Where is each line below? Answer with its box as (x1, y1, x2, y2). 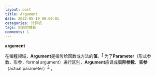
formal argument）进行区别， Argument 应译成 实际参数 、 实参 (26, 59, 148, 65)
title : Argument (5, 12, 38, 16)
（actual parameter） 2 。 (5, 64, 55, 71)
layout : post (5, 7, 31, 12)
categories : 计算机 (5, 20, 42, 26)
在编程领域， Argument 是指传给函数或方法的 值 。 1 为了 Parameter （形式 (5, 52, 147, 59)
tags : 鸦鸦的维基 (5, 25, 36, 30)
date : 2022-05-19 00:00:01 (5, 16, 59, 21)
